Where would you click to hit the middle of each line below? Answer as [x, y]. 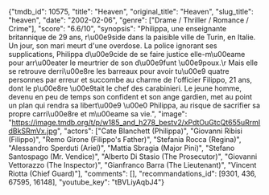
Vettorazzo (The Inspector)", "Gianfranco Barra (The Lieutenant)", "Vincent [132, 165]
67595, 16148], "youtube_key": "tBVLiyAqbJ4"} [87, 182]
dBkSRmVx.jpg [33, 131]
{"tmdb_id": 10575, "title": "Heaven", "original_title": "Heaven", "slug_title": [131, 12]
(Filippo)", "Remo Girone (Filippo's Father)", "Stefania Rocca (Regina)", [125, 139]
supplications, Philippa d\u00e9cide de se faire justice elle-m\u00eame [127, 54]
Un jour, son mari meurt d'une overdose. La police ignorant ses [113, 46]
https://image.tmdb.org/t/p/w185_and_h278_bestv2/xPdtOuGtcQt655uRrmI [136, 122]
